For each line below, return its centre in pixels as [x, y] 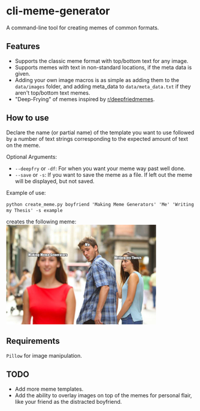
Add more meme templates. [49, 389]
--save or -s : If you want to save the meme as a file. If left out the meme [104, 174]
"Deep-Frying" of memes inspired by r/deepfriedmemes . [85, 99]
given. [22, 74]
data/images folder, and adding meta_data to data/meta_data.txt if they [103, 86]
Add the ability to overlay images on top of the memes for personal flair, [103, 395]
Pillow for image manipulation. [44, 355]
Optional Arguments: [32, 156]
